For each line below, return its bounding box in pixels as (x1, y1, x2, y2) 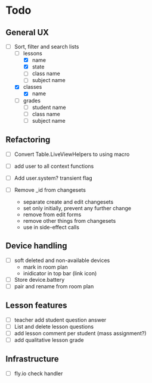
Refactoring (5, 135, 51, 145)
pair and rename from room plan (14, 282, 94, 289)
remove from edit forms (23, 211, 82, 218)
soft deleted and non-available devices (14, 257, 110, 264)
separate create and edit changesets (23, 198, 114, 205)
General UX (5, 27, 49, 38)
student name (32, 104, 66, 111)
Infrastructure (5, 354, 59, 364)
